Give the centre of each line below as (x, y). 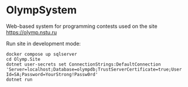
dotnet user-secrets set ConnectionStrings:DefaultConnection (83, 64)
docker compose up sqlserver (42, 54)
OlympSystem (42, 10)
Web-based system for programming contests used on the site (82, 26)
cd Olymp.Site (23, 59)
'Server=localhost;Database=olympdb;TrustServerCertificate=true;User (94, 69)
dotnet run (19, 79)
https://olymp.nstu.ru (32, 32)
